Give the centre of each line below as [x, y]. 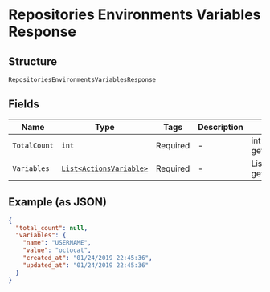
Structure [33, 61]
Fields [24, 105]
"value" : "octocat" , [57, 250]
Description [221, 127]
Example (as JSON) [57, 202]
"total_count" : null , [52, 228]
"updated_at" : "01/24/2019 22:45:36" [86, 265]
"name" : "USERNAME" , [57, 243]
